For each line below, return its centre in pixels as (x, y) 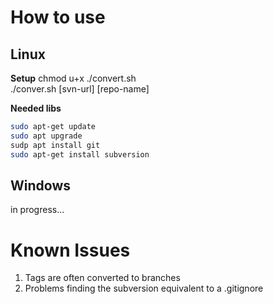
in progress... (37, 210)
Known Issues (70, 250)
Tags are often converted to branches (102, 278)
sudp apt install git (55, 145)
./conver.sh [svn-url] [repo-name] (80, 89)
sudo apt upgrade (46, 136)
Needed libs (36, 108)
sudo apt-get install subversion (80, 154)
